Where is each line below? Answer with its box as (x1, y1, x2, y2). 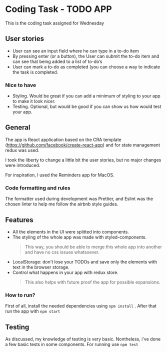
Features (5, 215, 33, 224)
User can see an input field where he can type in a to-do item (12, 47, 139, 53)
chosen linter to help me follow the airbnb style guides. (5, 201, 118, 207)
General (5, 123, 31, 132)
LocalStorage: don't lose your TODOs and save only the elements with (12, 258, 157, 264)
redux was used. (5, 147, 39, 153)
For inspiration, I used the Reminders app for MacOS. (5, 171, 114, 178)
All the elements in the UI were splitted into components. (12, 228, 129, 234)
